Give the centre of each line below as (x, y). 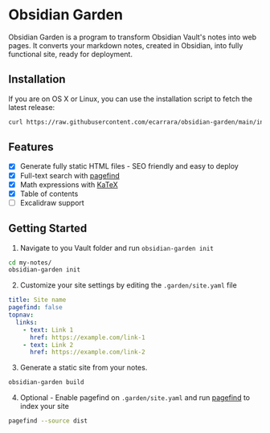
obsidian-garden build (46, 382)
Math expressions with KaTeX (69, 184)
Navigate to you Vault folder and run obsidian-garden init (117, 247)
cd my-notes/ (30, 263)
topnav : (21, 315)
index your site (45, 406)
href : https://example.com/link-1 (88, 337)
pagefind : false (35, 308)
